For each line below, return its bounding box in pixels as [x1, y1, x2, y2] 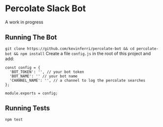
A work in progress [5, 19, 44, 25]
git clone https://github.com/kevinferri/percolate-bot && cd [5, 46, 135, 51]
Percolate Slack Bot [5, 3, 86, 14]
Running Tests [5, 104, 50, 112]
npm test [5, 117, 23, 122]
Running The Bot [5, 33, 57, 42]
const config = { [5, 65, 41, 70]
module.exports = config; [5, 91, 58, 96]
